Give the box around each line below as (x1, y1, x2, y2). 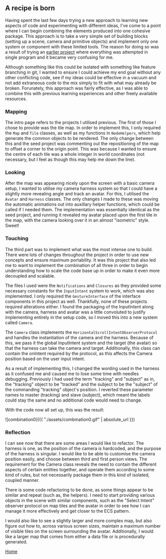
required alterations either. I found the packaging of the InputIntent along (5, 303, 154, 309)
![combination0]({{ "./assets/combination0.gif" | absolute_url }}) (5, 416, 135, 422)
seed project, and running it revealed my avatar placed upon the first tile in (5, 212, 158, 218)
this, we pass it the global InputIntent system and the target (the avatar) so (5, 340, 158, 346)
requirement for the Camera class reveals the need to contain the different (5, 461, 157, 467)
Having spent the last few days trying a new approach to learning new (5, 17, 148, 23)
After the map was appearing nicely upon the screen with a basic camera (5, 180, 155, 186)
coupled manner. (5, 477, 40, 483)
